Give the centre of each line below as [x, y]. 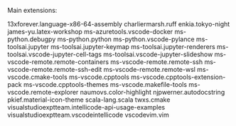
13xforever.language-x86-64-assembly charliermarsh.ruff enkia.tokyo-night [119, 24]
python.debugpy [32, 39]
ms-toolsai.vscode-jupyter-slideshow [158, 54]
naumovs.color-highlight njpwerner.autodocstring [152, 92]
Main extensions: [32, 10]
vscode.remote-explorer [43, 92]
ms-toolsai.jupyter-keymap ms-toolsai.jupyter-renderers [133, 47]
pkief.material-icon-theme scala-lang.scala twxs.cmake [89, 100]
